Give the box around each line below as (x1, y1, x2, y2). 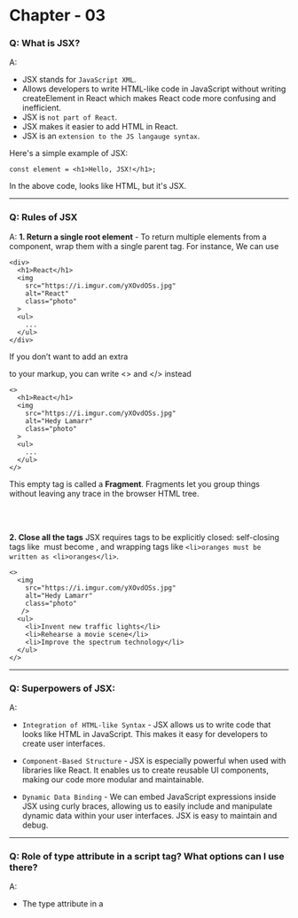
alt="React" (25, 289, 69, 298)
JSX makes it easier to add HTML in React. (21, 122, 179, 132)
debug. (21, 820, 49, 830)
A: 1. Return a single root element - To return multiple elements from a (9, 231, 268, 242)
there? (9, 861, 38, 874)
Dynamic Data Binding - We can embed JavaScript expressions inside (21, 791, 277, 803)
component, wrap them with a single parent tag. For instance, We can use (9, 240, 279, 251)
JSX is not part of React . (21, 112, 118, 122)
